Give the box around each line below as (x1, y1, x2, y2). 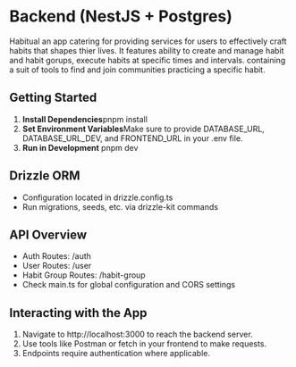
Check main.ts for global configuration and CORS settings (21, 279, 235, 290)
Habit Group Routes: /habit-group (21, 270, 146, 280)
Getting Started (9, 90, 97, 105)
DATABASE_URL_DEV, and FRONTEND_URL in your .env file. (21, 132, 243, 144)
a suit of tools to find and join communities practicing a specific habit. (9, 64, 266, 75)
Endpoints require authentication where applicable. (21, 348, 210, 359)
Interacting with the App (9, 305, 148, 321)
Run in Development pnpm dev (21, 142, 139, 153)
